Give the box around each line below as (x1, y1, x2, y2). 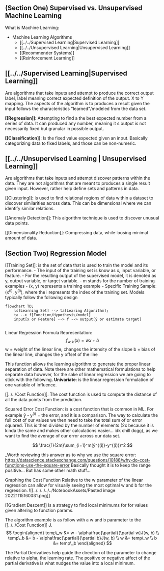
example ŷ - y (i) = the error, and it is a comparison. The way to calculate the (5, 411, 158, 418)
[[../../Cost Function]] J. (5, 522, 53, 528)
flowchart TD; (5, 304, 34, 309)
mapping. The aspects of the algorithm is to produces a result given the (5, 100, 150, 106)
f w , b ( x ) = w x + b (66, 337, 99, 344)
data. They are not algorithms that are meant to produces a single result (5, 180, 151, 186)
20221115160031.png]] (5, 493, 50, 499)
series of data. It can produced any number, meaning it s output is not (5, 120, 146, 126)
